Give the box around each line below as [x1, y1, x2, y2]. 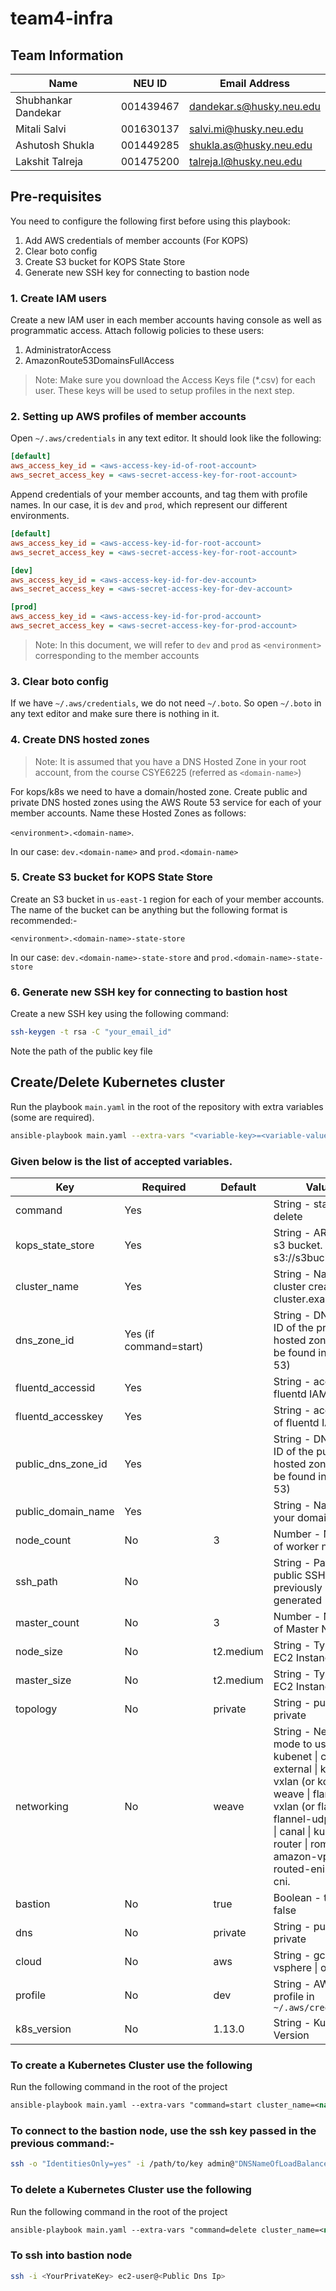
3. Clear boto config [10, 674, 109, 688]
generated [273, 1593, 322, 1607]
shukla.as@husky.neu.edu [189, 138, 313, 152]
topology [15, 1702, 58, 1716]
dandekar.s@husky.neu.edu [189, 100, 321, 113]
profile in [273, 1989, 315, 2003]
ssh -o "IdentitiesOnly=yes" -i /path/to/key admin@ [10, 2159, 235, 2169]
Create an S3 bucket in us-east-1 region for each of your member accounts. [10, 893, 325, 905]
